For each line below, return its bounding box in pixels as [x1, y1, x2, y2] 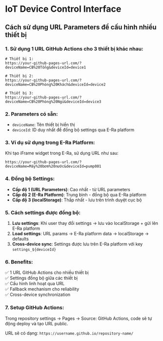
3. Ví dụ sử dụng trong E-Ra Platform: [5, 139, 95, 146]
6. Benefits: [5, 258, 33, 265]
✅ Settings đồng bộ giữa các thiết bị [5, 275, 78, 281]
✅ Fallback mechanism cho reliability [5, 286, 80, 292]
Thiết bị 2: [9, 73, 34, 78]
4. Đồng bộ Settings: [5, 175, 55, 182]
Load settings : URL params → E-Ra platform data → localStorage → [12, 231, 149, 237]
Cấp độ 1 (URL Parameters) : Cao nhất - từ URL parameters [12, 186, 130, 192]
